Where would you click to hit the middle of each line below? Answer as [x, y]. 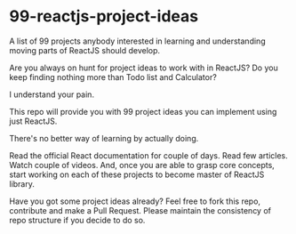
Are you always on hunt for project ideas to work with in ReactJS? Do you [144, 68]
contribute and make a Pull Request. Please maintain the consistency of [140, 210]
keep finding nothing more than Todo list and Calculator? [113, 77]
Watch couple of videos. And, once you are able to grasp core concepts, [142, 165]
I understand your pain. [52, 94]
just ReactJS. [33, 121]
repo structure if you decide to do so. [77, 220]
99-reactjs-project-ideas [104, 16]
